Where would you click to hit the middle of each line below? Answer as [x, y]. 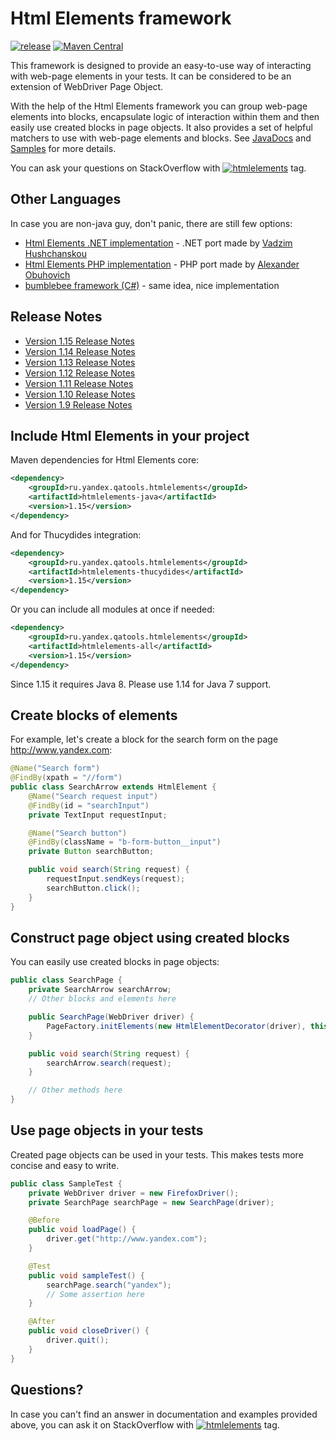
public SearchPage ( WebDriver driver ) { [111, 1017]
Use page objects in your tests [107, 1130]
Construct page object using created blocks [150, 937]
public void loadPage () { [82, 1230]
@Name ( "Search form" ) [55, 768]
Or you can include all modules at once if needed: [112, 609]
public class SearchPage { [66, 980]
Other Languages [66, 199]
